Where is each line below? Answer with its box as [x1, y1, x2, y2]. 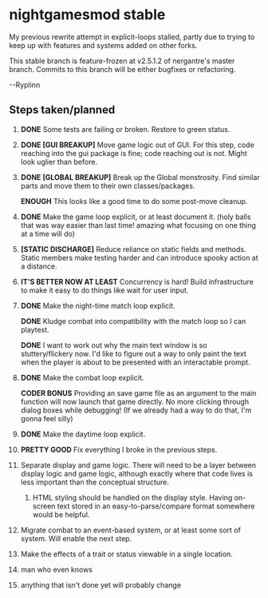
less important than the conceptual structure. [20, 477, 170, 487]
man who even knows [20, 564, 93, 574]
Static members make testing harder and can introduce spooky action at [20, 253, 258, 262]
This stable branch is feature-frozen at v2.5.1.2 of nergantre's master [9, 56, 235, 66]
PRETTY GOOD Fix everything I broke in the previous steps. [20, 445, 218, 454]
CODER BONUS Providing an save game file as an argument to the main [20, 388, 257, 397]
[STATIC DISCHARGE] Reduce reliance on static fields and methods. [20, 244, 246, 253]
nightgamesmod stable [9, 6, 166, 24]
